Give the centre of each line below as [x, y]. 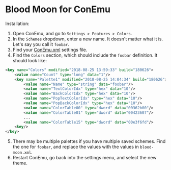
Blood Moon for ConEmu [58, 9]
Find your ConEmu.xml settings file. [50, 50]
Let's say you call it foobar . [41, 44]
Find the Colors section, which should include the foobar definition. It [85, 55]
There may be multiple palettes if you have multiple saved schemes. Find [89, 141]
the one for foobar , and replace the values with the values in [76, 147]
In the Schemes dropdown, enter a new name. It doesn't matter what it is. [88, 39]
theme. [20, 163]
